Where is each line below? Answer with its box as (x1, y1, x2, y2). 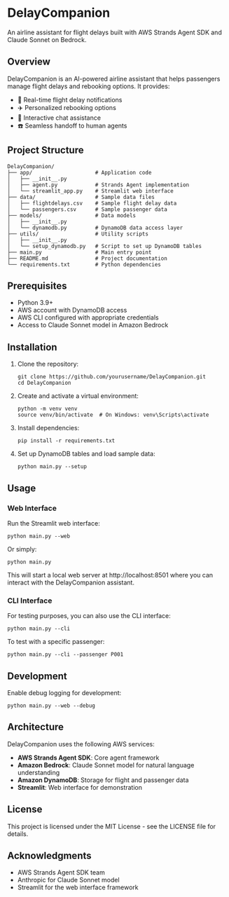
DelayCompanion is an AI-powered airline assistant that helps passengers (7, 74, 221, 83)
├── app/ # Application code (7, 169, 152, 176)
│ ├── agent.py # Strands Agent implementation (7, 181, 190, 189)
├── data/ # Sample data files (7, 193, 155, 200)
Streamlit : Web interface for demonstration (17, 783, 142, 791)
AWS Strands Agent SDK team (17, 868, 105, 877)
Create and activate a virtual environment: (17, 392, 139, 400)
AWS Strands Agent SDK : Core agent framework (17, 753, 160, 762)
